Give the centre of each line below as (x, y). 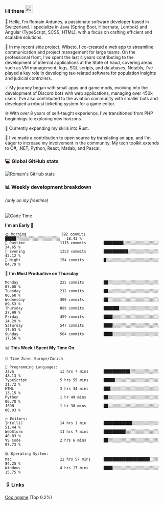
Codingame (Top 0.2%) (29, 497)
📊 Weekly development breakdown (48, 187)
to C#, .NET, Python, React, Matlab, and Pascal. (53, 148)
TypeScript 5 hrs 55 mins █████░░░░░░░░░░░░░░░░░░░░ (82, 380)
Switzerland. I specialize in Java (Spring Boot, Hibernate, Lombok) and (76, 27)
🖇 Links (15, 485)
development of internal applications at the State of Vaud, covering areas (79, 63)
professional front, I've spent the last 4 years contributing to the (69, 57)
